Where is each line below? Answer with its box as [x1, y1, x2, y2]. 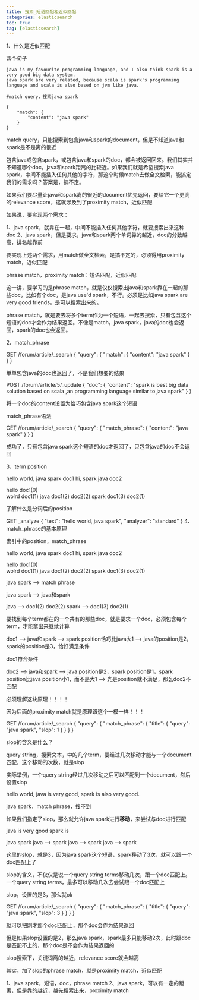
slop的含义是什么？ [6, 739, 53, 746]
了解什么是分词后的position [6, 505, 73, 512]
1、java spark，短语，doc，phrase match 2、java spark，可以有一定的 [6, 980, 179, 987]
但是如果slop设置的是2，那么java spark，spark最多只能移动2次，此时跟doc [6, 934, 191, 942]
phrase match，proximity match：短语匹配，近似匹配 [6, 272, 137, 279]
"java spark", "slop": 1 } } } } [6, 726, 74, 734]
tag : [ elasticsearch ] [6, 25, 60, 31]
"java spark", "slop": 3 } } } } [6, 910, 75, 917]
